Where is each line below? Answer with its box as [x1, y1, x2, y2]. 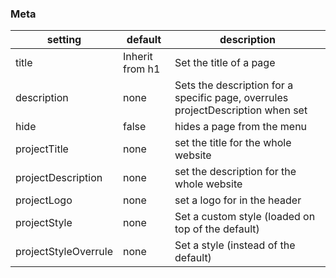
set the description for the [174, 165, 297, 179]
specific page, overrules [174, 91, 289, 105]
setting [46, 33, 82, 47]
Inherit [123, 50, 153, 64]
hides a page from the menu [174, 120, 308, 134]
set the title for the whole [174, 136, 292, 150]
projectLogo [15, 193, 73, 207]
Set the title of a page [174, 56, 276, 70]
